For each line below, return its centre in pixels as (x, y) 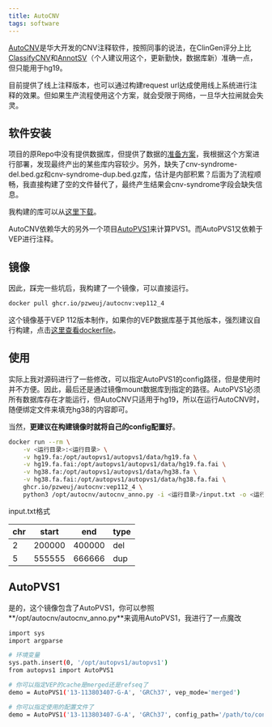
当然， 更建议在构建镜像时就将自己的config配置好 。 (94, 427)
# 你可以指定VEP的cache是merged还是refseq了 (79, 685)
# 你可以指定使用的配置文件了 (51, 707)
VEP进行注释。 (33, 239)
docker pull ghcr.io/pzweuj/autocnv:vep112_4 (86, 304)
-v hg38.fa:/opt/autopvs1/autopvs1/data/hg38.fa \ (110, 472)
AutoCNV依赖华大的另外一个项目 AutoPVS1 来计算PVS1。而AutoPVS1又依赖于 (136, 229)
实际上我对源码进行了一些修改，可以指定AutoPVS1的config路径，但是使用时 (134, 379)
